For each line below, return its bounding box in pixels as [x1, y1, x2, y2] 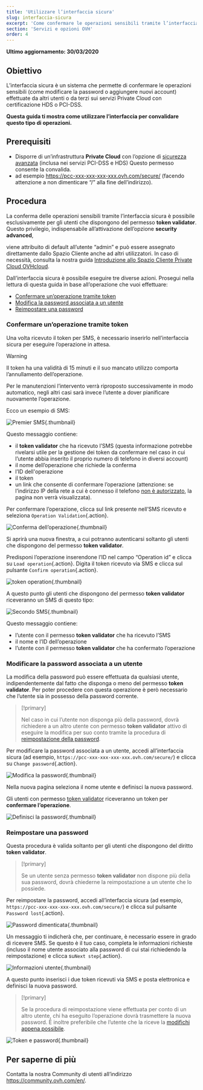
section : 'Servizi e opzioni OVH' [6, 25, 94, 32]
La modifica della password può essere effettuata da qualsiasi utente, [6, 673, 179, 680]
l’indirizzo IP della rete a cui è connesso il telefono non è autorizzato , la [14, 487, 192, 494]
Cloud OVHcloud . [6, 262, 50, 270]
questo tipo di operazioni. [6, 119, 72, 126]
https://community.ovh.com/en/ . [6, 1077, 86, 1085]
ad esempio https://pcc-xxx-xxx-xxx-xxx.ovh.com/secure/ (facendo [14, 172, 185, 179]
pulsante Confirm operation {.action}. [6, 566, 98, 573]
